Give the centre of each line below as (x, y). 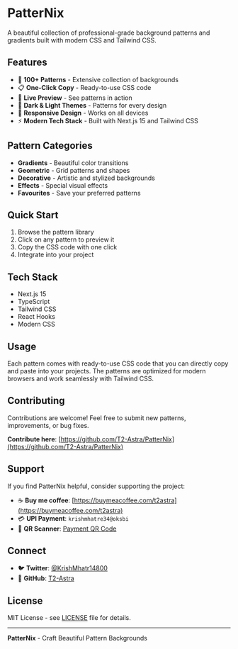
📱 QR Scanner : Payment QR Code (67, 529)
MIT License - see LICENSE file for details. (69, 618)
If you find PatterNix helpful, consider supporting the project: (96, 486)
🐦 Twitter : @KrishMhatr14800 (63, 568)
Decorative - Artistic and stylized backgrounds (86, 178)
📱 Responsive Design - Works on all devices (83, 113)
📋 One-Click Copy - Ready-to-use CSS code (84, 87)
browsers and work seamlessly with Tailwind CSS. (81, 378)
